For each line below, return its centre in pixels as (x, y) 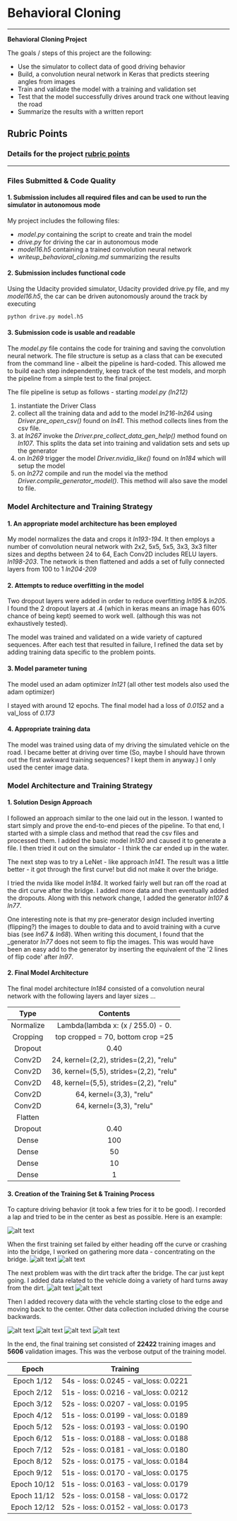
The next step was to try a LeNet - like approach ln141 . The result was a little (118, 862)
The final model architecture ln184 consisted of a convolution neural (106, 989)
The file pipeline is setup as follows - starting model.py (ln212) (98, 392)
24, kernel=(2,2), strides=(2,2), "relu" (115, 1060)
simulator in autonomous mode (54, 205)
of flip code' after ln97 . (41, 957)
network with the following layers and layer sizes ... (82, 996)
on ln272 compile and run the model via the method (92, 473)
